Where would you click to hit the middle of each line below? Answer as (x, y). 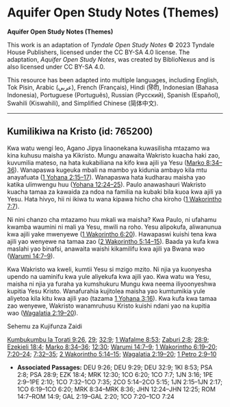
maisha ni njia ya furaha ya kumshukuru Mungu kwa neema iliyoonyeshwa (112, 284)
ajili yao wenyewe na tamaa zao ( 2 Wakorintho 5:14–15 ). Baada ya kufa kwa (113, 241)
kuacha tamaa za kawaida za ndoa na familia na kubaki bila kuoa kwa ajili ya (115, 192)
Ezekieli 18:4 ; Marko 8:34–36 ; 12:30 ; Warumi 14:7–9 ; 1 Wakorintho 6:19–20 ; (112, 347)
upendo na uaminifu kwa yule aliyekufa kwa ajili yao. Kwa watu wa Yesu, (109, 276)
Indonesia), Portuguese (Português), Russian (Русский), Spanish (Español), (114, 95)
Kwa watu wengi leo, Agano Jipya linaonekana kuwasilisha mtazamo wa (108, 148)
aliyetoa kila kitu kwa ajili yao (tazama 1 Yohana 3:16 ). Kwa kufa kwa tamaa (112, 298)
